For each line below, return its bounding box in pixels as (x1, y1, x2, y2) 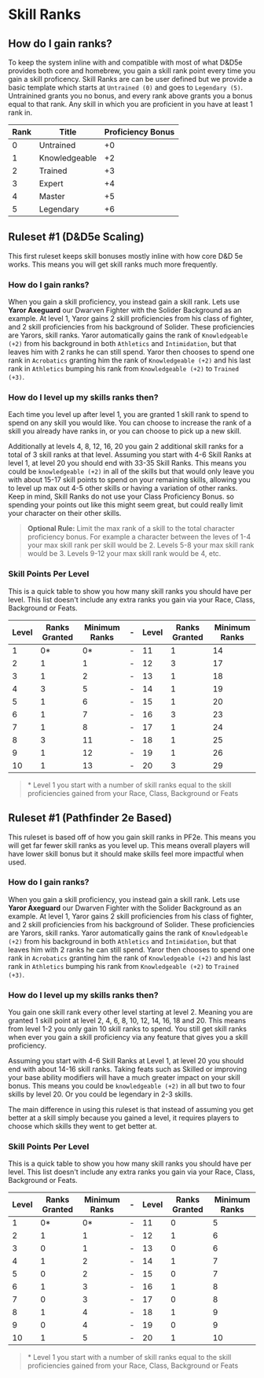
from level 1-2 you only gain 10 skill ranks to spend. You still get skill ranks (8, 1024, 247, 1033)
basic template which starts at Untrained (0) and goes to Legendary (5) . (8, 83, 244, 92)
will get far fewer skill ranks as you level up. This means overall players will (8, 840, 250, 850)
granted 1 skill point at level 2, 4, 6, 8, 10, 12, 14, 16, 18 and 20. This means (8, 1016, 246, 1026)
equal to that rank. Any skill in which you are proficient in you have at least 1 (8, 100, 254, 109)
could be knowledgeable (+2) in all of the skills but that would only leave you (8, 466, 255, 477)
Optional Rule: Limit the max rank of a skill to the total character (27, 524, 235, 533)
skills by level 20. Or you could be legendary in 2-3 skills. (8, 1089, 193, 1099)
